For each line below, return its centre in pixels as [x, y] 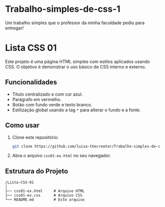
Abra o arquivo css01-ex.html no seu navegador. [62, 156]
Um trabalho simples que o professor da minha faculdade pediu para [75, 23]
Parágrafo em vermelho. [37, 99]
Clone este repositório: [35, 137]
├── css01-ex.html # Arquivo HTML [45, 191]
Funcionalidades [31, 82]
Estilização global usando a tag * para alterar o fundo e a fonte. [77, 110]
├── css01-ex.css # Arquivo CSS [44, 196]
